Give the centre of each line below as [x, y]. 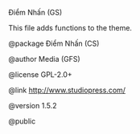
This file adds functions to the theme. [70, 28]
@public [22, 121]
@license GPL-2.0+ [40, 75]
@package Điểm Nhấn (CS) [54, 43]
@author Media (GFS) [44, 59]
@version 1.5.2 [33, 106]
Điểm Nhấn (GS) [35, 12]
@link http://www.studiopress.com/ [67, 90]
